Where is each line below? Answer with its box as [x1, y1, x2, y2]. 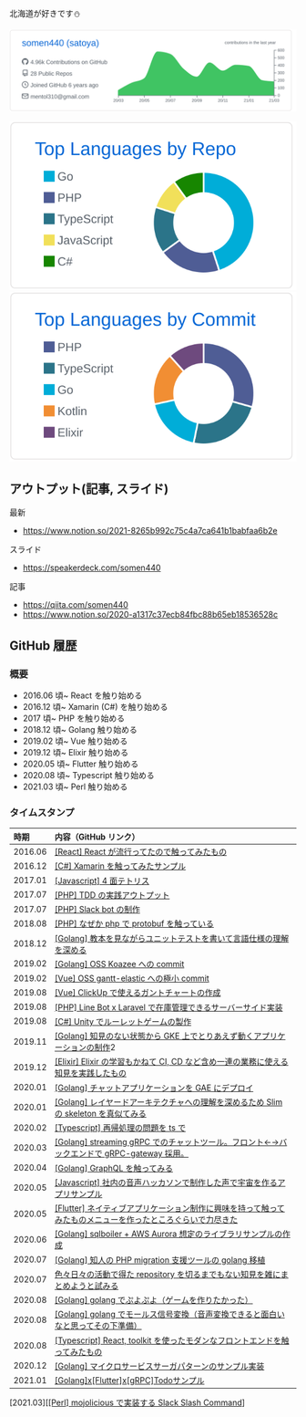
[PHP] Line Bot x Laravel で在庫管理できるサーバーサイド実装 [54, 1002, 283, 1013]
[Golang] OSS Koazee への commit [54, 958, 185, 969]
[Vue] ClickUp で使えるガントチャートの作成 [54, 987, 221, 998]
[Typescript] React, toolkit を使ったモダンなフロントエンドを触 [54, 1335, 290, 1346]
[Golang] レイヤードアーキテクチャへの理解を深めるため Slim [54, 1096, 283, 1107]
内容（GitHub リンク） [54, 831, 140, 842]
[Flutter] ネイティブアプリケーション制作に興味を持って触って [54, 1203, 285, 1214]
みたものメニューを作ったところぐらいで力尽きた [54, 1214, 239, 1225]
